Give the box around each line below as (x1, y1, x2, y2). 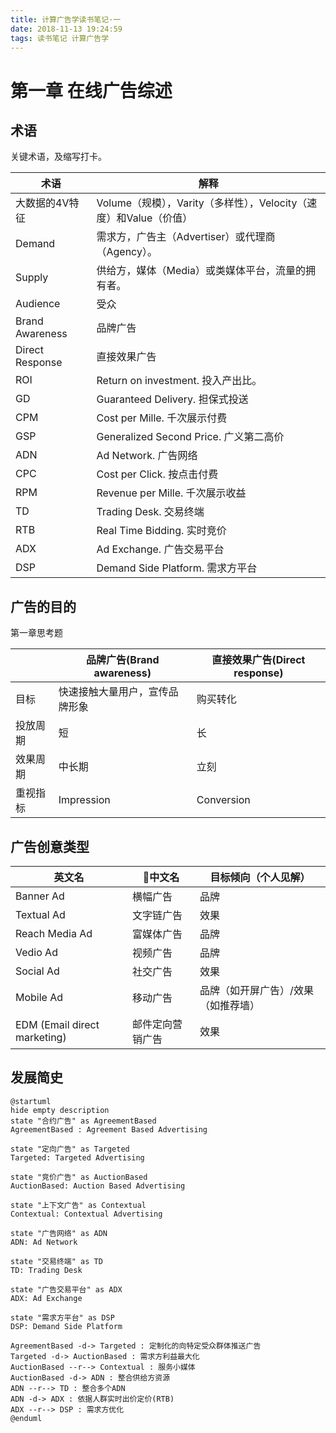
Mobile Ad (15, 991, 64, 1004)
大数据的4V (15, 196, 70, 210)
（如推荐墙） (199, 999, 261, 1012)
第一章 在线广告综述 (10, 79, 173, 102)
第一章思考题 (10, 627, 63, 639)
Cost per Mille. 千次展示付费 (96, 411, 228, 425)
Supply (15, 271, 49, 285)
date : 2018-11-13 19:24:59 (10, 24, 123, 34)
